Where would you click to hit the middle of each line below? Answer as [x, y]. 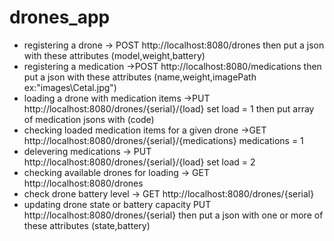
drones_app [60, 17]
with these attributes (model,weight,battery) [114, 55]
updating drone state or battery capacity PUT [117, 204]
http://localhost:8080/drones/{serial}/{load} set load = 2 [139, 162]
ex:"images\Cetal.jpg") [70, 87]
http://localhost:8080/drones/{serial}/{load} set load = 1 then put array [169, 108]
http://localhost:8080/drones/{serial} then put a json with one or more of [173, 215]
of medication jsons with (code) [89, 119]
